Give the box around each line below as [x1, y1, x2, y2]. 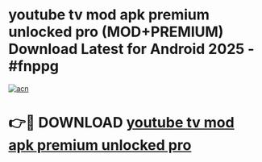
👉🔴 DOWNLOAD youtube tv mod [8, 114, 235, 132]
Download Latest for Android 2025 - [8, 40, 255, 58]
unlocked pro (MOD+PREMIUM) [8, 23, 224, 41]
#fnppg [8, 57, 59, 76]
